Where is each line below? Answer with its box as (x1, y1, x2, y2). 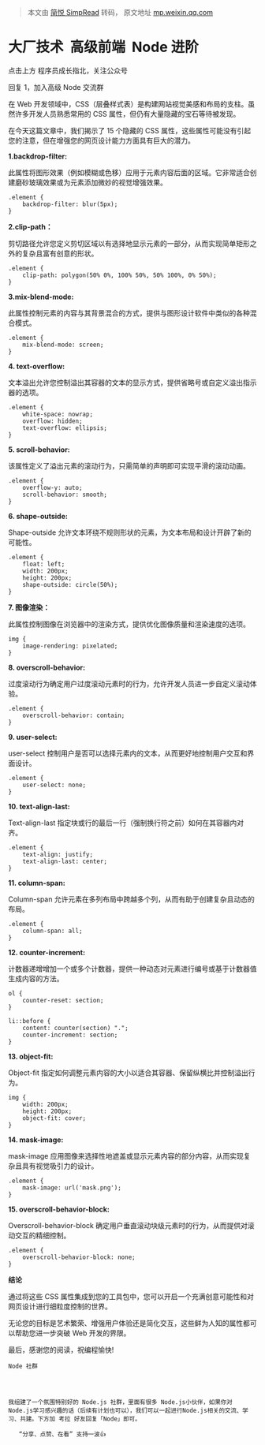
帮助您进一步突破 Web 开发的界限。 (14, 1328, 131, 1338)
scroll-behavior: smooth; (22, 491, 108, 498)
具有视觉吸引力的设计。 (21, 1161, 99, 1171)
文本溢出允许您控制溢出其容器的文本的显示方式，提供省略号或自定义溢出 (8, 378, 243, 387)
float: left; (22, 560, 65, 568)
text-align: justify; (22, 850, 93, 858)
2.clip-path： (8, 222, 53, 231)
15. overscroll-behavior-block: (8, 1204, 110, 1214)
